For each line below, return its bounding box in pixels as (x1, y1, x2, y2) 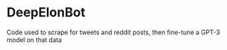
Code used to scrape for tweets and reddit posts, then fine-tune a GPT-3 (6, 28, 221, 36)
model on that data (6, 35, 62, 44)
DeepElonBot (6, 4, 86, 21)
